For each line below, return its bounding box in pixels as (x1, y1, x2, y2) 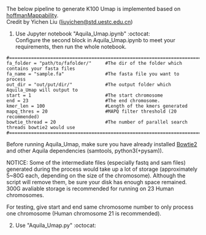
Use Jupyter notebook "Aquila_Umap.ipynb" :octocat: (15, 30, 150, 37)
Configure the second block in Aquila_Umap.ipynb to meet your (15, 37, 176, 43)
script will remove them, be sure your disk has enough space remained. (6, 179, 187, 185)
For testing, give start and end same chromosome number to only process (6, 203, 194, 211)
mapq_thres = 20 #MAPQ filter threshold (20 (6, 108, 177, 114)
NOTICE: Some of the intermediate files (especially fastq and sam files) (6, 159, 186, 166)
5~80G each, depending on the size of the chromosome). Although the (6, 172, 186, 179)
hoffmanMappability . (6, 12, 59, 19)
